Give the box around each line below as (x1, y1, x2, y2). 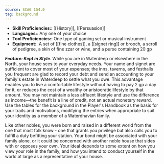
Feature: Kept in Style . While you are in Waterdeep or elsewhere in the (5, 55, 148, 61)
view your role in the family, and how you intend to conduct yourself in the (5, 148, 155, 154)
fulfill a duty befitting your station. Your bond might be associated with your (5, 133, 158, 139)
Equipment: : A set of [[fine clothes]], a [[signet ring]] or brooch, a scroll (12, 41, 158, 47)
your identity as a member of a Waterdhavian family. (5, 113, 111, 118)
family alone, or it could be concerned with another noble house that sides (5, 138, 155, 143)
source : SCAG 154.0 (5, 7, 45, 12)
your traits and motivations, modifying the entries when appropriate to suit (5, 107, 155, 113)
